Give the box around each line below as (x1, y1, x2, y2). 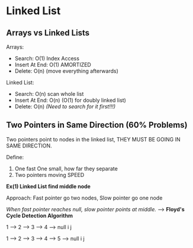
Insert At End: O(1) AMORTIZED (14, 61, 92, 68)
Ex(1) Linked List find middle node (6, 182, 91, 190)
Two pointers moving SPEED (14, 171, 85, 178)
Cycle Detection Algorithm (6, 212, 73, 219)
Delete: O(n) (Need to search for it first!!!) (14, 103, 116, 110)
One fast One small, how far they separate (14, 165, 118, 172)
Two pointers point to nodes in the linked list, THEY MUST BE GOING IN (6, 136, 181, 143)
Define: (6, 153, 24, 160)
